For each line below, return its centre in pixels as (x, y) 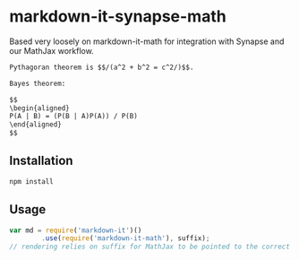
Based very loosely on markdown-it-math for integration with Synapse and (147, 41)
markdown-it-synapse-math (118, 17)
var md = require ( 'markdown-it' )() (76, 230)
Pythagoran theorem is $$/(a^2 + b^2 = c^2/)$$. (102, 67)
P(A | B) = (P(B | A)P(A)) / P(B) (74, 117)
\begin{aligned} (39, 108)
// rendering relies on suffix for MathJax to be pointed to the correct (150, 247)
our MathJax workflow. (51, 50)
